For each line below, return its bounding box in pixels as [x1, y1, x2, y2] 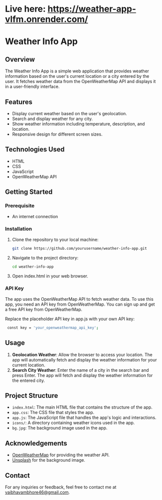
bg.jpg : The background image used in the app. [12, 425, 108, 431]
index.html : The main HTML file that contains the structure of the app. [12, 404, 153, 410]
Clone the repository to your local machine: [12, 237, 98, 242]
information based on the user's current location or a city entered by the [5, 73, 149, 79]
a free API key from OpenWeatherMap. [5, 306, 82, 312]
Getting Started [5, 188, 53, 196]
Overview [5, 55, 35, 64]
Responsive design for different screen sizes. [12, 131, 103, 137]
